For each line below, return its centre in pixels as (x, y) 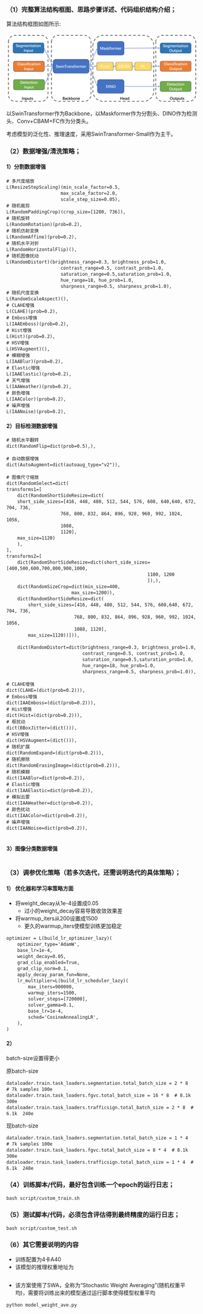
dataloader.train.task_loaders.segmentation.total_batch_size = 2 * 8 (97, 1083)
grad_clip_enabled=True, (48, 962)
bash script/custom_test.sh (42, 1228)
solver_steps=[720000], (58, 999)
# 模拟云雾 (18, 797)
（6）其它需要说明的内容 (42, 1245)
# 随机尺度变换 (23, 293)
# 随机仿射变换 (23, 231)
